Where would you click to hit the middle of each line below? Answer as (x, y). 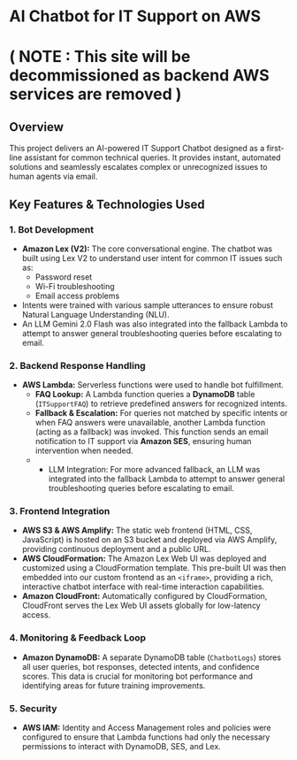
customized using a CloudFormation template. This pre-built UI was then (154, 568)
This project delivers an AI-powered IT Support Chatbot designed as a (137, 149)
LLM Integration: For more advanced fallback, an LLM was (154, 470)
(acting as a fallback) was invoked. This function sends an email (152, 432)
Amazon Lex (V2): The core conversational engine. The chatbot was (147, 249)
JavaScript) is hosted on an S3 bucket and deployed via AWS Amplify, (149, 540)
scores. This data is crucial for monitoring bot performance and (137, 676)
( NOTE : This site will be (100, 57)
